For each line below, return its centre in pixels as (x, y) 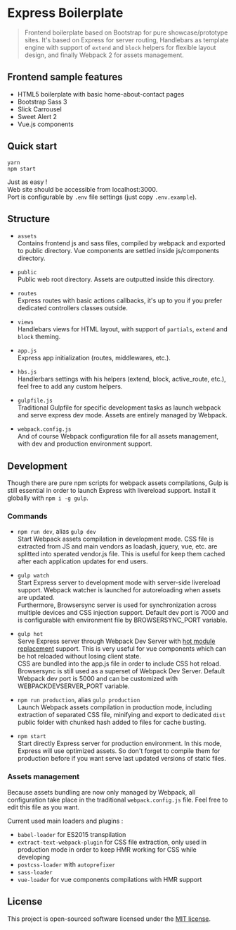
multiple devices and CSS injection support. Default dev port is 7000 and (123, 613)
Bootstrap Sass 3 (42, 102)
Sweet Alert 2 (37, 116)
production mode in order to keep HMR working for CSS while (107, 849)
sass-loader (35, 872)
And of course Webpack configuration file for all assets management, (118, 436)
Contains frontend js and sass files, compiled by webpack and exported (121, 243)
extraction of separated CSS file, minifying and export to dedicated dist (122, 715)
